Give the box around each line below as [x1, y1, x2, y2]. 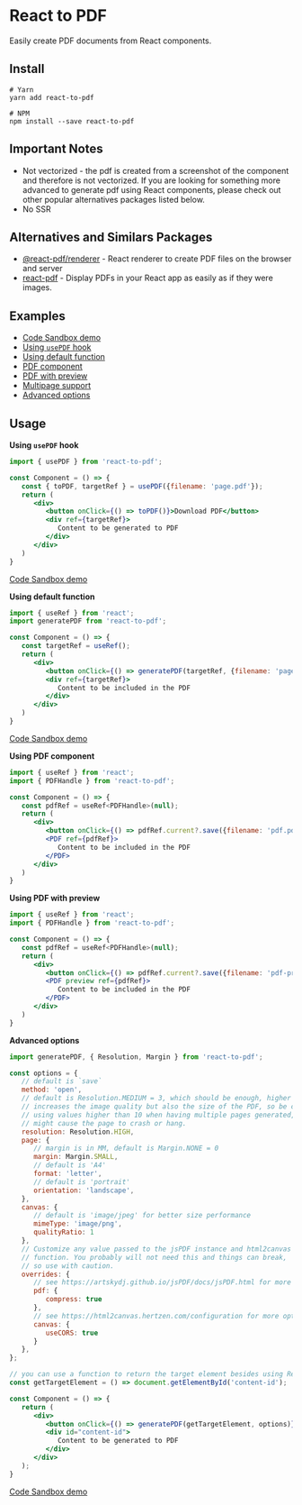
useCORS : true [45, 1328, 99, 1337]
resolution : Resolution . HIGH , [21, 1127, 135, 1136]
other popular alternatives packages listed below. [22, 194, 205, 205]
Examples [9, 308, 66, 324]
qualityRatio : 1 [32, 1227, 94, 1237]
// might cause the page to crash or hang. [21, 1118, 187, 1127]
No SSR [22, 204, 51, 214]
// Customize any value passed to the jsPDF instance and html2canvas [21, 1245, 292, 1254]
